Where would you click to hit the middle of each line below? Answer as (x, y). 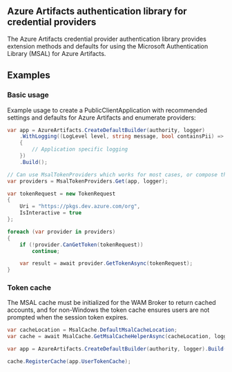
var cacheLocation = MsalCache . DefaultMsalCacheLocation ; (92, 330)
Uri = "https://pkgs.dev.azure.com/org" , (80, 207)
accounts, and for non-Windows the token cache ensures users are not (108, 310)
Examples (29, 75)
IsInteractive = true (50, 213)
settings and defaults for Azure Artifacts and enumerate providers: (101, 118)
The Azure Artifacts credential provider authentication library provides (107, 39)
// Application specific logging (80, 149)
